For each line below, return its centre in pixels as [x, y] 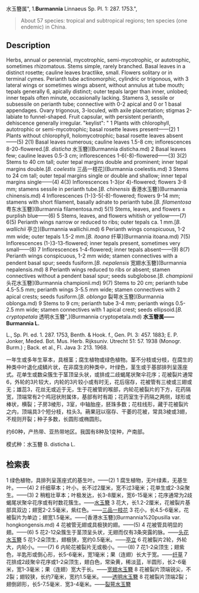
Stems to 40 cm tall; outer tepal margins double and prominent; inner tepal [97, 161]
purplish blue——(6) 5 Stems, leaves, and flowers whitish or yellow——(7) [96, 215]
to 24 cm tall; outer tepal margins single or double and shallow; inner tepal [97, 175]
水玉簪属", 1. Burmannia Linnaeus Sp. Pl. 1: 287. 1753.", [72, 9]
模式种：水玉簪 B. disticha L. [41, 444]
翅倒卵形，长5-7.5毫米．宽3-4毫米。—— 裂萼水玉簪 [69, 584]
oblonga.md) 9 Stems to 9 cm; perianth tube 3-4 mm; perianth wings [90, 303]
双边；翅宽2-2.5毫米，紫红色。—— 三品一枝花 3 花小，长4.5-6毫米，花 [103, 510]
